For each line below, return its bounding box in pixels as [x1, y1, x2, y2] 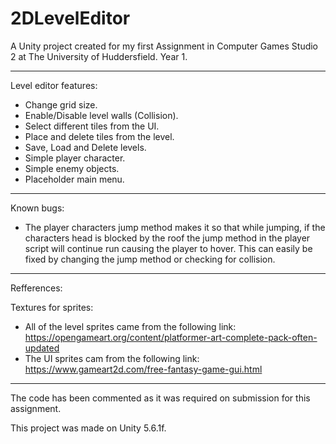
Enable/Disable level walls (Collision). [24, 109, 179, 121]
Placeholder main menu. [24, 173, 125, 185]
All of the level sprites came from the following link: [24, 320, 237, 332]
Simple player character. [24, 152, 126, 164]
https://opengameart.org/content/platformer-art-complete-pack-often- [24, 331, 318, 343]
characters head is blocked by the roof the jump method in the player [24, 232, 311, 244]
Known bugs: [10, 202, 65, 214]
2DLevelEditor [10, 7, 131, 30]
